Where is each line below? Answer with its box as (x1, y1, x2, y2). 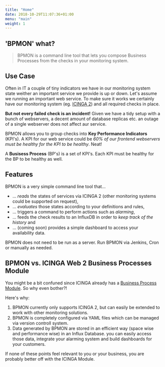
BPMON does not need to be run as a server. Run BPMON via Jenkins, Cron (5, 239, 159, 245)
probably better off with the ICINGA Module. (5, 356, 95, 362)
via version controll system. (12, 320, 69, 326)
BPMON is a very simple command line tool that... (5, 183, 106, 189)
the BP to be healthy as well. (5, 156, 63, 162)
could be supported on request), (12, 198, 79, 204)
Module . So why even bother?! (5, 285, 68, 291)
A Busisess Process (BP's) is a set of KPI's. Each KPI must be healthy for (5, 150, 154, 156)
